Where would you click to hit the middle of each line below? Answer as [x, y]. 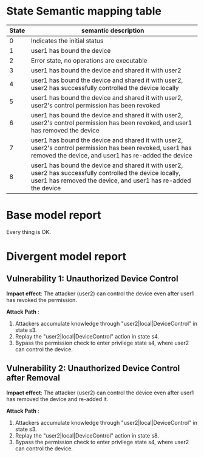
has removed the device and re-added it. [57, 399]
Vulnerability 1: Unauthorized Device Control [92, 279]
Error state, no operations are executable [89, 60]
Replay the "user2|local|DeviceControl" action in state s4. [87, 336]
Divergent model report [66, 257]
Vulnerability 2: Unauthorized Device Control [93, 369]
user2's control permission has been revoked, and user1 [111, 123]
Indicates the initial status [67, 41]
